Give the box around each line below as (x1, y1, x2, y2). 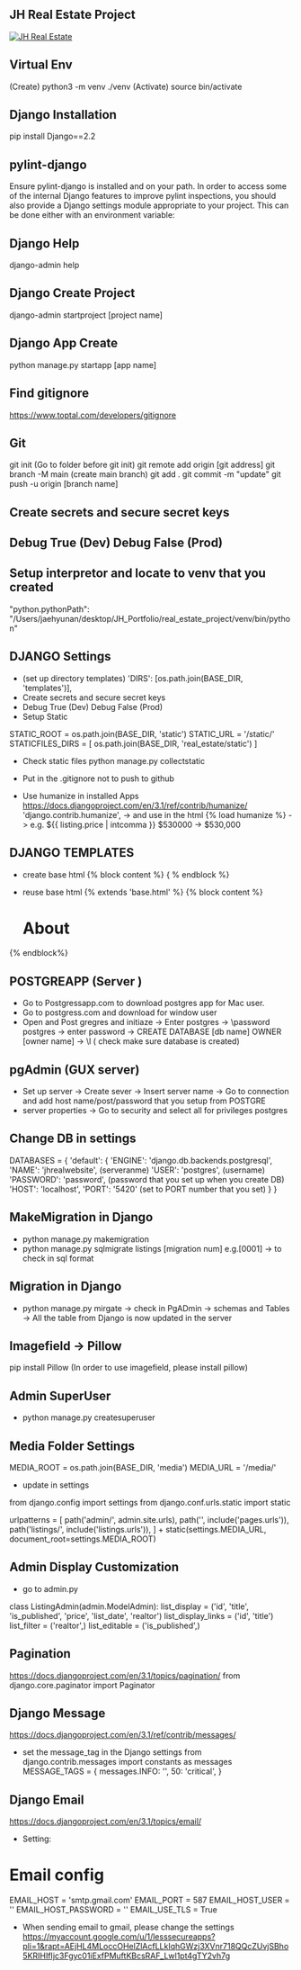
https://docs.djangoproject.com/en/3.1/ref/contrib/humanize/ (22, 800, 248, 811)
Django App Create (9, 336, 119, 351)
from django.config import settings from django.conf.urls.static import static (9, 1497, 291, 1507)
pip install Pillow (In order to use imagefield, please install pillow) (9, 1363, 249, 1373)
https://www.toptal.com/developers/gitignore (9, 409, 177, 420)
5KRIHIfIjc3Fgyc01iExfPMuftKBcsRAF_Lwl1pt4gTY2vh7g (22, 1950, 231, 1961)
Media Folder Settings (9, 1438, 135, 1453)
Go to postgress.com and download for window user (22, 1007, 217, 1018)
